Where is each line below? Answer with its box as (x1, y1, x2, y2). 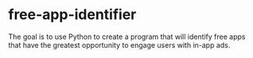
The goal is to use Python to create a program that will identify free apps (8, 32, 246, 41)
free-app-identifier (8, 6, 137, 24)
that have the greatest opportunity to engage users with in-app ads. (8, 40, 231, 49)
